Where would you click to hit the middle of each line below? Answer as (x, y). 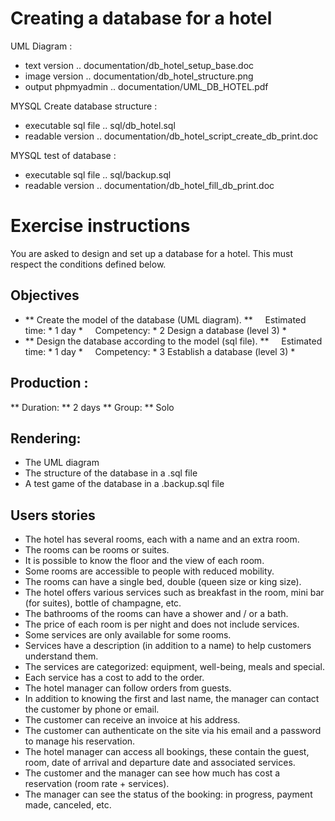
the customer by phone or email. (92, 709)
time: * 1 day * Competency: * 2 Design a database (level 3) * (155, 330)
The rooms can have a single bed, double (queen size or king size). (163, 582)
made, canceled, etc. (68, 805)
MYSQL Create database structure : (84, 106)
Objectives (45, 295)
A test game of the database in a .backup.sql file (124, 484)
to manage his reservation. (80, 741)
